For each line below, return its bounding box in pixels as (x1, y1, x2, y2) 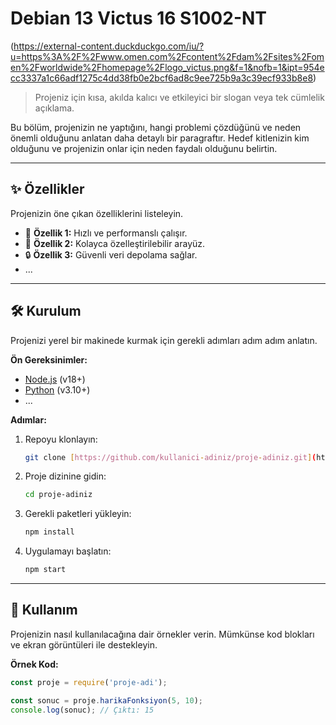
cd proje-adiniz (24, 490, 93, 500)
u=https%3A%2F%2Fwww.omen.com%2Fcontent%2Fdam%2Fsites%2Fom (10, 50, 325, 62)
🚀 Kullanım (10, 602, 78, 619)
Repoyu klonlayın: (24, 433, 98, 445)
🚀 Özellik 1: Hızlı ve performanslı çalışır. (24, 227, 188, 239)
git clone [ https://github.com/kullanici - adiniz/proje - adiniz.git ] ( (24, 452, 317, 462)
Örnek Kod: (10, 658, 59, 670)
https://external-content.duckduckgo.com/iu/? (13, 40, 205, 52)
